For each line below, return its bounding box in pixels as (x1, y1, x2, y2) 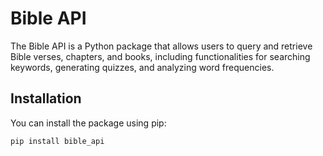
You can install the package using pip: (10, 117, 167, 129)
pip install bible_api (10, 136, 105, 146)
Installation (10, 90, 82, 107)
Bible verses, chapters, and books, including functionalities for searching (10, 50, 311, 62)
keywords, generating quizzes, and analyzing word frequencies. (10, 61, 275, 73)
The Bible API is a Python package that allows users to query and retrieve (10, 40, 313, 52)
